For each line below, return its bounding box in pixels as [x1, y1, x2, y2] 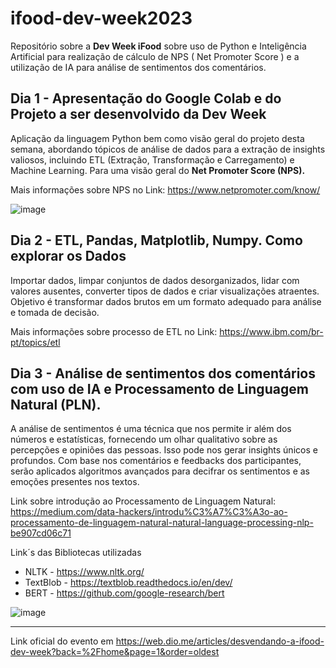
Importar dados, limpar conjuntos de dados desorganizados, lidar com [10, 274, 300, 286]
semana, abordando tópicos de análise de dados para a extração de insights [10, 143, 326, 155]
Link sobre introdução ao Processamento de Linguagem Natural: [10, 495, 277, 507]
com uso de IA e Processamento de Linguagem [10, 380, 309, 397]
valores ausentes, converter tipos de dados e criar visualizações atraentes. [10, 285, 320, 297]
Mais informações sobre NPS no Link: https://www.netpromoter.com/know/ [10, 183, 321, 196]
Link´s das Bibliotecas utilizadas [10, 547, 142, 559]
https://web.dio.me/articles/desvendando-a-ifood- [115, 635, 325, 647]
